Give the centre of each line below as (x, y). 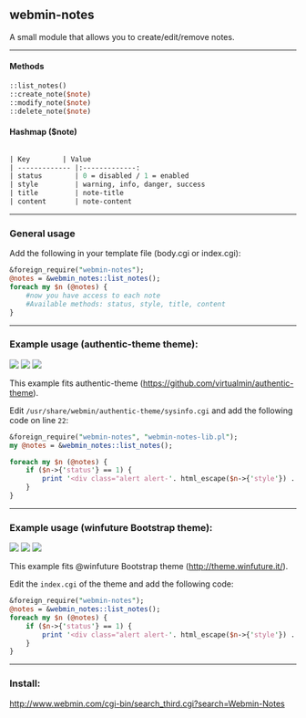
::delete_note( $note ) (51, 111)
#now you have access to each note (93, 296)
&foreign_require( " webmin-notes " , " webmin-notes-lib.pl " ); (124, 437)
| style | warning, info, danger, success (107, 185)
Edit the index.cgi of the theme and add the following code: (122, 584)
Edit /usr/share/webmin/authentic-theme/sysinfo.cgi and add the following (151, 411)
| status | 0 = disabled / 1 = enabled (99, 176)
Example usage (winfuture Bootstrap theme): (111, 527)
